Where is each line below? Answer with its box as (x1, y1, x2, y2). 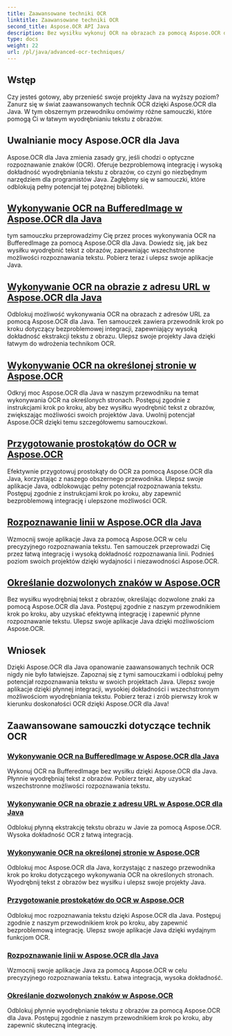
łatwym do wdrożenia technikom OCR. (7, 339, 116, 348)
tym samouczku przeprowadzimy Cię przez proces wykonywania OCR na (7, 232, 216, 240)
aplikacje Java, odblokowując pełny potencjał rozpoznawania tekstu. (7, 482, 202, 490)
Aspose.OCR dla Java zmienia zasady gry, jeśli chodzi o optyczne (7, 153, 195, 161)
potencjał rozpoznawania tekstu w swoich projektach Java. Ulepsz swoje (7, 678, 215, 686)
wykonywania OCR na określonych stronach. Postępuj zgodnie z (7, 395, 191, 404)
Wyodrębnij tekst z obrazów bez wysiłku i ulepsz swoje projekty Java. (7, 878, 206, 887)
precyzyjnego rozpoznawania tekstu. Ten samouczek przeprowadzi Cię (7, 542, 211, 550)
